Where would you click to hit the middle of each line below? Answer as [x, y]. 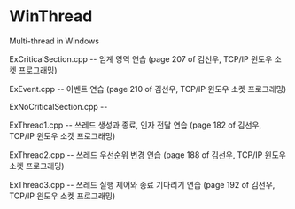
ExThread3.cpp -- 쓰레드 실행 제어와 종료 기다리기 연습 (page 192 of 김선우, [142, 184]
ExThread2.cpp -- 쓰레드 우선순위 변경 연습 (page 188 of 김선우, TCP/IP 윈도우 [147, 155]
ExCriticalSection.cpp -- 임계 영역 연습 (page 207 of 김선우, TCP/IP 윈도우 [141, 58]
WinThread [51, 16]
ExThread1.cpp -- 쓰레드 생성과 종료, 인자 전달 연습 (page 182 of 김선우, [136, 125]
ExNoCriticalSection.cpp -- [58, 106]
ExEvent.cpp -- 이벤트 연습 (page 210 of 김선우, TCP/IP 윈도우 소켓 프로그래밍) [148, 89]
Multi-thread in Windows [54, 41]
